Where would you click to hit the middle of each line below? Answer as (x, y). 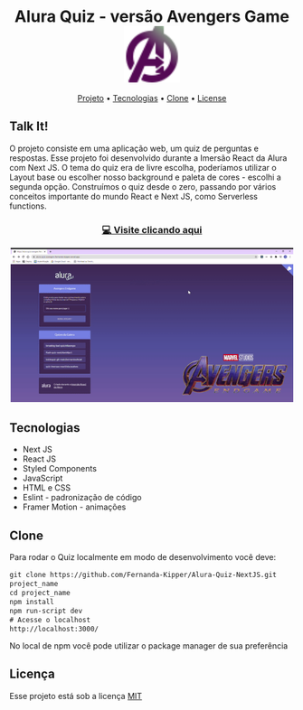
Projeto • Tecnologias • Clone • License (152, 98)
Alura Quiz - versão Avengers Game (152, 17)
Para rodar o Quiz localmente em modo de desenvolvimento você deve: (143, 557)
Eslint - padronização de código (82, 498)
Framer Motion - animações (74, 507)
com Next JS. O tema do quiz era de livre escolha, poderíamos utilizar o (143, 167)
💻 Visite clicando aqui (152, 229)
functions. (28, 206)
